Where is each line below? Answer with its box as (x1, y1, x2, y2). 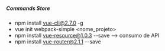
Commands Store (6, 5, 50, 12)
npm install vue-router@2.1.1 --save (14, 38, 102, 45)
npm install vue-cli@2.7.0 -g (14, 19, 84, 26)
